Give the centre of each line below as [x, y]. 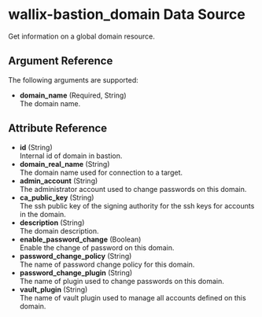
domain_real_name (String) [65, 164]
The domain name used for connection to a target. [101, 172]
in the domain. [43, 214]
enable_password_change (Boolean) [80, 239]
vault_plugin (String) [54, 289]
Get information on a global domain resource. [81, 36]
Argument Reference [61, 61]
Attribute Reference [58, 129]
